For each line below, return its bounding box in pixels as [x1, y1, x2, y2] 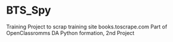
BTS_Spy [6, 4, 51, 17]
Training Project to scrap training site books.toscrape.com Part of [6, 23, 168, 30]
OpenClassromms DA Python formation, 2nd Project [6, 29, 135, 36]
